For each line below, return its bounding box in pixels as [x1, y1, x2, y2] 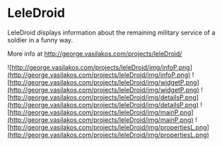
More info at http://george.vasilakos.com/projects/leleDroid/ [7, 49, 182, 58]
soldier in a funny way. [7, 35, 73, 44]
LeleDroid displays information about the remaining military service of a [7, 28, 216, 37]
